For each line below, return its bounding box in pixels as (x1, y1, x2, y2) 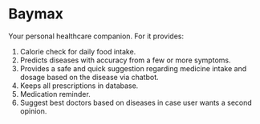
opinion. (19, 106, 47, 116)
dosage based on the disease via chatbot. (19, 72, 159, 82)
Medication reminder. (19, 89, 91, 98)
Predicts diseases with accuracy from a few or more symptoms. (19, 55, 231, 65)
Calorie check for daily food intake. (19, 46, 136, 56)
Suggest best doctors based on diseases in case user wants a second (19, 98, 253, 107)
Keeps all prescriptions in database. (19, 81, 139, 90)
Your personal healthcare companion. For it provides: (8, 31, 185, 41)
